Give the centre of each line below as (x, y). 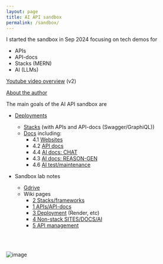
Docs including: (43, 133)
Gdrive (32, 188)
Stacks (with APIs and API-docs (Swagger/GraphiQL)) (89, 127)
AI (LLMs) (27, 70)
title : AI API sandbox (34, 17)
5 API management (56, 226)
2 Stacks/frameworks (58, 200)
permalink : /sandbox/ (33, 22)
